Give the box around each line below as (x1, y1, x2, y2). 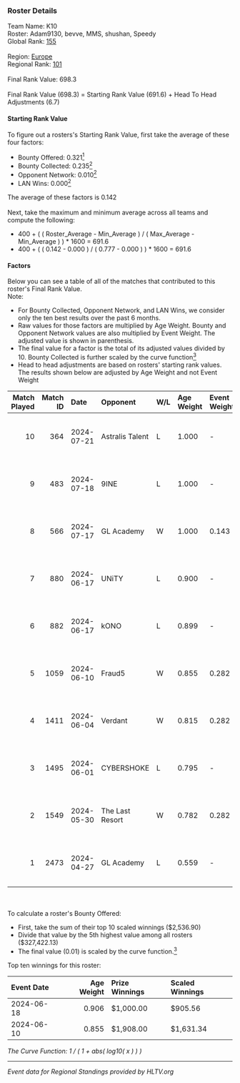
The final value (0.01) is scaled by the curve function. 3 (17, 946, 177, 956)
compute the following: (7, 216, 75, 224)
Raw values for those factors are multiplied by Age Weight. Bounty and (17, 321, 226, 330)
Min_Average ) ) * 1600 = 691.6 (17, 237, 109, 246)
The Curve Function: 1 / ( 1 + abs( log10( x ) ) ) (7, 1047, 142, 1055)
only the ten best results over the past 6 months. (17, 314, 161, 322)
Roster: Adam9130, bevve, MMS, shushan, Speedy (7, 29, 156, 38)
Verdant (101, 716, 128, 726)
